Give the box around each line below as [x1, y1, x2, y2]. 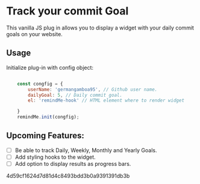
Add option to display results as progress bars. [14, 160, 131, 167]
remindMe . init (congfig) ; [17, 114, 80, 120]
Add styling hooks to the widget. [14, 153, 96, 161]
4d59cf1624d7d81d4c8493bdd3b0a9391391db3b [6, 173, 130, 179]
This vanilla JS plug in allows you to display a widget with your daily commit [6, 24, 195, 31]
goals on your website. [6, 30, 63, 37]
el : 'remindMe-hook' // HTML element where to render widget [28, 97, 185, 103]
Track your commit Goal [6, 4, 129, 18]
